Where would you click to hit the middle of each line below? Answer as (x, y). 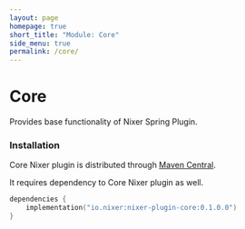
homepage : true (38, 26)
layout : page (34, 18)
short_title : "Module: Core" (64, 35)
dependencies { (38, 199)
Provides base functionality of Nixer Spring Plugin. (103, 122)
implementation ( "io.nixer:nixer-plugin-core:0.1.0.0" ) (132, 208)
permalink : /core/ (44, 52)
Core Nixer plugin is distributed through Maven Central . (113, 165)
